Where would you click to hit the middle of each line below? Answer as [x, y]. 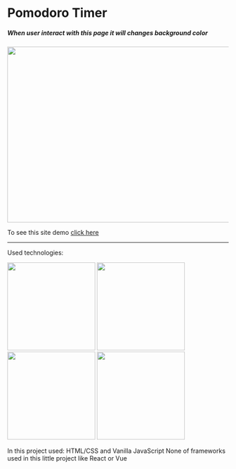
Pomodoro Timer [57, 13]
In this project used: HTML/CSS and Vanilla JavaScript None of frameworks [117, 451]
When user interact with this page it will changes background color [108, 32]
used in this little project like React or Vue [67, 458]
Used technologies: [35, 253]
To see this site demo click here [53, 233]
